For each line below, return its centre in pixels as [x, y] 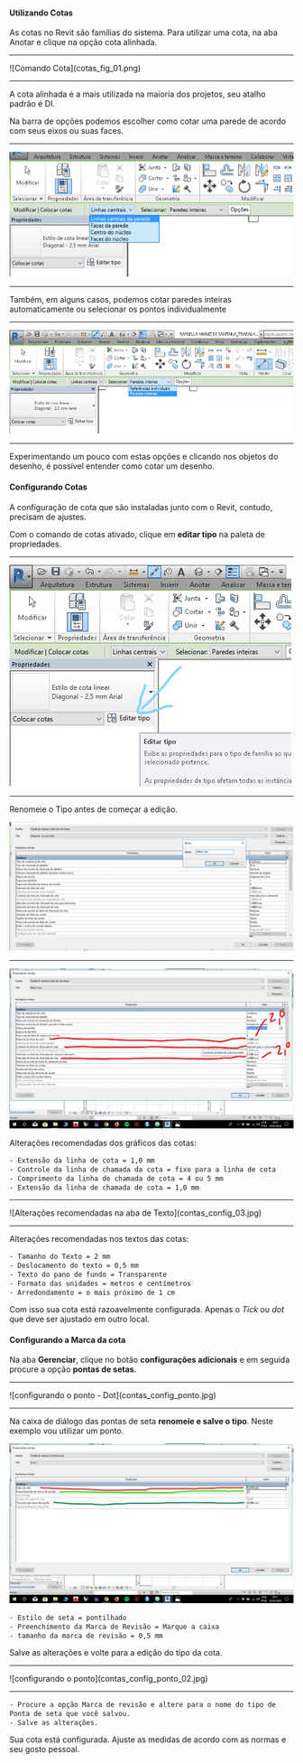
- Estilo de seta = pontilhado [68, 1618]
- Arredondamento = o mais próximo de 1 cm [92, 1292]
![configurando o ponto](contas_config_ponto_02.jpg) [109, 1679]
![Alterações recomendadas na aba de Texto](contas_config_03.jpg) [136, 1213]
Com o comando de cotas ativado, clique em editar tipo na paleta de [138, 534]
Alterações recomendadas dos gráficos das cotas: [103, 1143]
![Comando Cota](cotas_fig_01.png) [75, 69]
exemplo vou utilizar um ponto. [67, 1431]
